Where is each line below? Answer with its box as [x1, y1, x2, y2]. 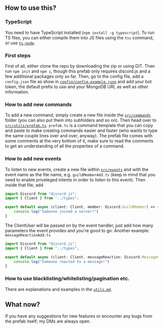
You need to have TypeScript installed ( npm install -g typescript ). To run [5, 29, 155, 36]
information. [5, 89, 30, 94]
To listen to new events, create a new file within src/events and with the [5, 166, 149, 172]
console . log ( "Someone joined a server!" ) [14, 209, 98, 214]
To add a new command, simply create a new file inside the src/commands [5, 112, 151, 118]
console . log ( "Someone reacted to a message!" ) [14, 259, 110, 264]
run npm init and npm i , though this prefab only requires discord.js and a [5, 68, 150, 74]
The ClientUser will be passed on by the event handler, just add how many [5, 222, 154, 228]
